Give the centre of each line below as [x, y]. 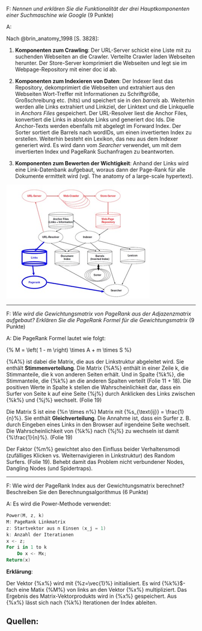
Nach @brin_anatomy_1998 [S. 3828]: [53, 38]
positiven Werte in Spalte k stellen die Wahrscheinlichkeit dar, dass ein [93, 387]
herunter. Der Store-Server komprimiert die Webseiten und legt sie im [101, 63]
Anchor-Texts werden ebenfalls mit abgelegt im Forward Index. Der [98, 126]
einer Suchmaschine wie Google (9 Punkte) [60, 15]
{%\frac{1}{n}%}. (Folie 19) [40, 437]
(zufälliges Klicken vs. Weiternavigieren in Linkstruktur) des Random [91, 455]
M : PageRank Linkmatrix [36, 522]
